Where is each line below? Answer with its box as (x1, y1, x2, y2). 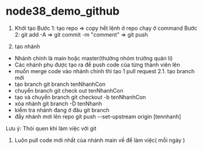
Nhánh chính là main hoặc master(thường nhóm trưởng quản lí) (14, 54, 173, 62)
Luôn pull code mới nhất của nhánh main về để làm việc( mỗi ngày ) (14, 136, 185, 144)
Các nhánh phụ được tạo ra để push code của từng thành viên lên (14, 61, 180, 68)
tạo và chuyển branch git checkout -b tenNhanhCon (14, 93, 146, 101)
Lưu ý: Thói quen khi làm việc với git (6, 124, 97, 132)
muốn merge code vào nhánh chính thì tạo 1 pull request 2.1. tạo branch (14, 67, 195, 74)
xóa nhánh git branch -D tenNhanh (14, 99, 102, 107)
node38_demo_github (6, 4, 120, 18)
